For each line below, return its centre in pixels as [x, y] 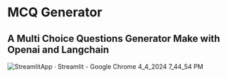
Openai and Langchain [58, 49]
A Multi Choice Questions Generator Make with [114, 39]
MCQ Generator [55, 12]
